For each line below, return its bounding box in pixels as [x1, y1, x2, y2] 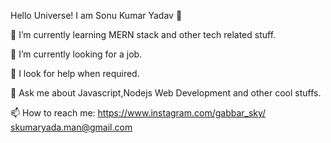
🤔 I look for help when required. [10, 68, 140, 79]
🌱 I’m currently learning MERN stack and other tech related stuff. [10, 29, 277, 40]
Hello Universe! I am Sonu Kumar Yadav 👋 [10, 10, 183, 21]
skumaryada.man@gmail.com [10, 121, 133, 133]
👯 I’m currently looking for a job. [10, 48, 143, 60]
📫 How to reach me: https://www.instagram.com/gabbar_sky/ [10, 107, 267, 119]
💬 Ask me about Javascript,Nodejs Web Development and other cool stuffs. [10, 87, 322, 99]
